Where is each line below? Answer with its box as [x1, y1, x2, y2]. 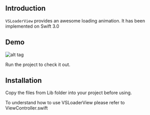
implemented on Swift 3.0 [5, 23, 60, 29]
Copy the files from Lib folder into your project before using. [5, 89, 132, 96]
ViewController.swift [5, 105, 48, 111]
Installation [5, 76, 42, 85]
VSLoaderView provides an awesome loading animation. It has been [5, 17, 145, 24]
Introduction [5, 4, 46, 13]
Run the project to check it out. [5, 61, 71, 67]
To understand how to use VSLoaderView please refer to [5, 100, 125, 106]
